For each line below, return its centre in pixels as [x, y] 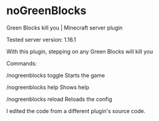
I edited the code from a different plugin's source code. [76, 111]
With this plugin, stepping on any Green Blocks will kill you [80, 51]
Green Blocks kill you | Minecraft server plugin [65, 28]
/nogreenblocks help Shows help [48, 87]
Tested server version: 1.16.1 [41, 39]
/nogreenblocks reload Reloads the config [59, 99]
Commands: [22, 63]
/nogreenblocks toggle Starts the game [56, 75]
